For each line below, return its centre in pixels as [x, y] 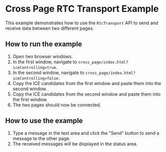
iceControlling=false [35, 78]
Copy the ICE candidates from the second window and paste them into [87, 94]
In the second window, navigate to [48, 72]
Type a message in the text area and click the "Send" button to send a [86, 133]
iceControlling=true [34, 67]
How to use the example [44, 121]
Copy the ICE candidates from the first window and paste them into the [87, 83]
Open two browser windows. [43, 56]
